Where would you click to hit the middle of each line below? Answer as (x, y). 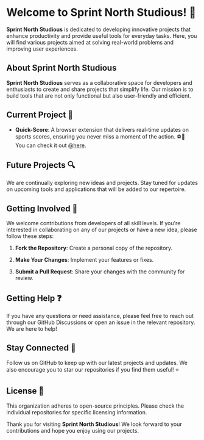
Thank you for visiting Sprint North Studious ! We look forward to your (94, 424)
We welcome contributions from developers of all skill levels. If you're (93, 223)
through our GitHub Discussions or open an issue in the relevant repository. (101, 322)
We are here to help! (32, 329)
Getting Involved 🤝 (42, 208)
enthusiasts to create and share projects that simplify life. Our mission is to (100, 89)
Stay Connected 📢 (41, 348)
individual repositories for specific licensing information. (77, 412)
